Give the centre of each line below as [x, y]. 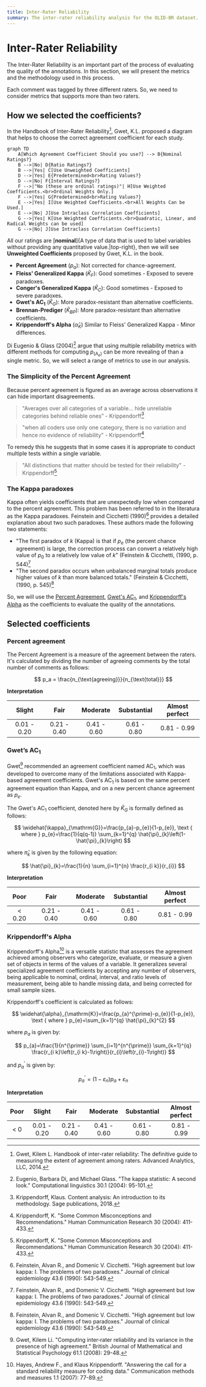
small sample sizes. [31, 990]
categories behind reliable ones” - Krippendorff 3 [83, 415]
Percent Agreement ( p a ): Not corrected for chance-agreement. [96, 266]
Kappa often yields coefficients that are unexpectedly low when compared [101, 502]
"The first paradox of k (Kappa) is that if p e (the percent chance [96, 542]
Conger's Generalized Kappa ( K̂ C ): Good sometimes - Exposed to [99, 288]
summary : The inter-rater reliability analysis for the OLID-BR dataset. [103, 18]
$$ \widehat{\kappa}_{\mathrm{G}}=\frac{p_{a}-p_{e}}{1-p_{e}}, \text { [103, 828]
